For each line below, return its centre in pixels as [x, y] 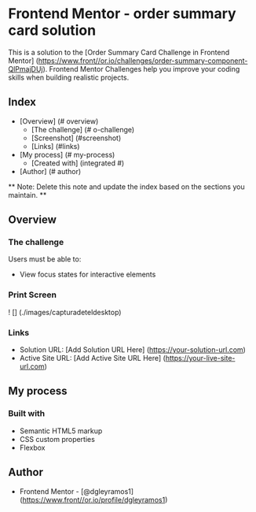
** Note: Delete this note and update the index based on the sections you [126, 187]
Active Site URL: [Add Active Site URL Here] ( [93, 358]
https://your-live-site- [200, 358]
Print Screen [33, 295]
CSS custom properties [57, 439]
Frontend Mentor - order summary [123, 14]
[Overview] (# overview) [59, 121]
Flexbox [32, 447]
